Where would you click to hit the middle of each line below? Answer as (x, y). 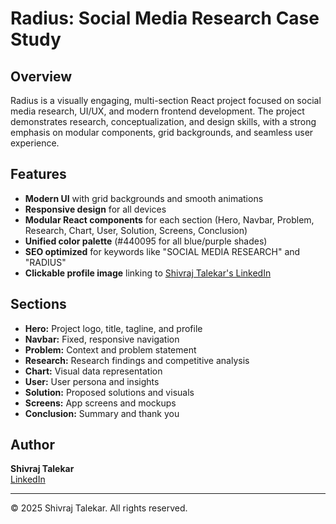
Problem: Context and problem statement (110, 349)
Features (38, 174)
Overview (41, 76)
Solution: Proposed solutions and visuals (109, 392)
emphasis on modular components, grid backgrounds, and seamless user (162, 132)
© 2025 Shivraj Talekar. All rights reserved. (99, 508)
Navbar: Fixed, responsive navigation (102, 339)
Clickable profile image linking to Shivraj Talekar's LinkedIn (148, 273)
